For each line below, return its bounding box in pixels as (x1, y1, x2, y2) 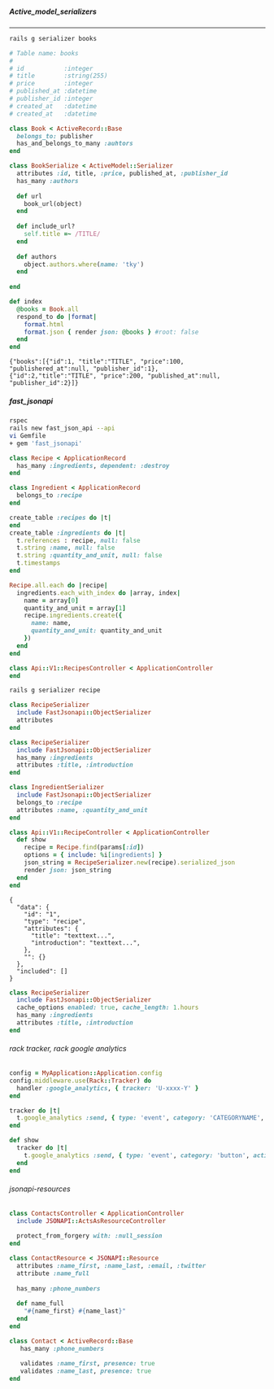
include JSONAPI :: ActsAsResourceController (16, 1216, 166, 1225)
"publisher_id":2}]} (9, 379, 80, 387)
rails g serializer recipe (9, 686, 101, 695)
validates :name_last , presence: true (20, 1367, 152, 1375)
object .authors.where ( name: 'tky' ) (24, 260, 145, 269)
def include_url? (16, 222, 76, 231)
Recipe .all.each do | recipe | (9, 581, 108, 589)
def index (9, 298, 43, 306)
